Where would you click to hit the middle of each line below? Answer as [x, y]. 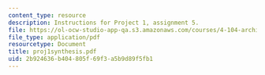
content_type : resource [47, 15]
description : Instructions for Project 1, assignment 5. [104, 23]
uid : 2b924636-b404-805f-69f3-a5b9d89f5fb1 [81, 59]
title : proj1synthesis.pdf [52, 52]
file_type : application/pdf [54, 37]
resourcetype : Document [47, 45]
